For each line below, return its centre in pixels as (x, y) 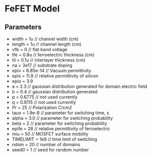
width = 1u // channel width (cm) (45, 39)
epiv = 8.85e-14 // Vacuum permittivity (52, 71)
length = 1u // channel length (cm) (47, 44)
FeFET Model (32, 9)
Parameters (23, 27)
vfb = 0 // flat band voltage (40, 49)
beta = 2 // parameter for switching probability (60, 123)
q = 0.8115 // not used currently (44, 102)
